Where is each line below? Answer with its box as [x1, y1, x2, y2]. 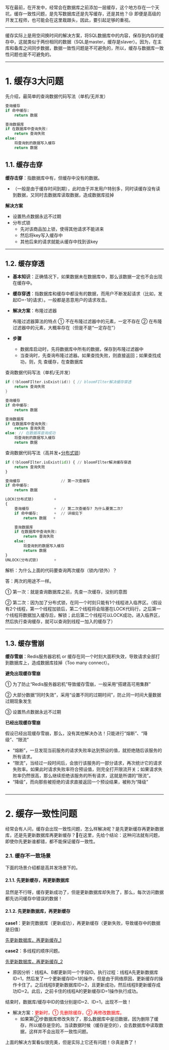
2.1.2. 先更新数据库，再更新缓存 [5, 908, 71, 914]
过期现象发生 [5, 698, 32, 705]
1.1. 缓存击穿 [5, 160, 43, 169]
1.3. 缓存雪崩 [5, 639, 45, 648]
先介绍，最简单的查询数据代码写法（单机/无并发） [5, 93, 109, 99]
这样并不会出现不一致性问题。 [29, 1028, 91, 1035]
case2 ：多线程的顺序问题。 [5, 948, 63, 954]
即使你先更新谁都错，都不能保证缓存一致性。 [5, 838, 98, 844]
